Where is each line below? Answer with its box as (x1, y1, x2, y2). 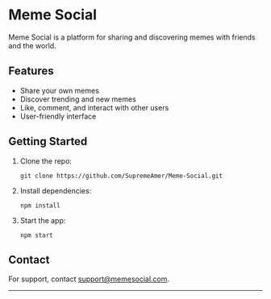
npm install (19, 201, 60, 210)
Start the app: (19, 215, 66, 225)
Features (8, 64, 54, 78)
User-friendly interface (19, 111, 97, 121)
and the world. (8, 40, 56, 50)
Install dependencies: (19, 185, 92, 195)
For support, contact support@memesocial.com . (8, 274, 170, 284)
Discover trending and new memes (19, 94, 137, 104)
